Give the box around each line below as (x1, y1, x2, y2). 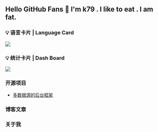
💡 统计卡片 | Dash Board (5, 54, 65, 61)
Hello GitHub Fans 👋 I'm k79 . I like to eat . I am (5, 5, 153, 14)
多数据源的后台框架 (12, 92, 53, 98)
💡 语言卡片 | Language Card (5, 29, 74, 36)
